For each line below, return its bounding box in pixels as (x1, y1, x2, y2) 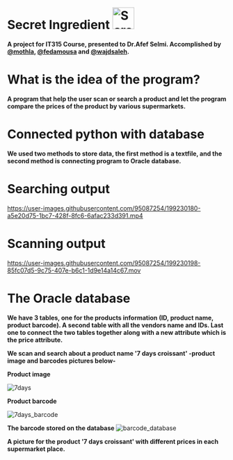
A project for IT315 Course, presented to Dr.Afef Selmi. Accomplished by (7, 40, 221, 48)
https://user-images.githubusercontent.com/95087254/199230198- (7, 258, 201, 267)
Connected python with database (7, 126, 205, 142)
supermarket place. (7, 445, 65, 453)
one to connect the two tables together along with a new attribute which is (7, 328, 227, 336)
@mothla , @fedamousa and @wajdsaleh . (7, 47, 130, 56)
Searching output (7, 181, 110, 197)
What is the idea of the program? (7, 72, 200, 88)
